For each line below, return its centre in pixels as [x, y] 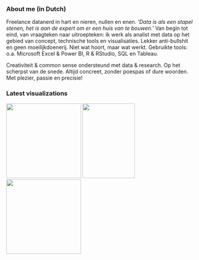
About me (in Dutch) [36, 9]
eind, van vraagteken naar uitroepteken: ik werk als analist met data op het [98, 35]
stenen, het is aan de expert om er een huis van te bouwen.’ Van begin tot [97, 28]
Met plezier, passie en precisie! [45, 78]
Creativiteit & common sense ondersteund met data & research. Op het [93, 65]
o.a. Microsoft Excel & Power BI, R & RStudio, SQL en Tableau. [82, 54]
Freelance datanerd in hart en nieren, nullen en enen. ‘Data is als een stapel [99, 22]
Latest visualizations [37, 93]
